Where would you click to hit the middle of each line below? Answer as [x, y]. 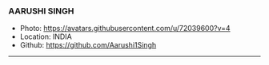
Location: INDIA [46, 36]
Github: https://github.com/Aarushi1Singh [88, 45]
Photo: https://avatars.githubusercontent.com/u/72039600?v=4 [125, 29]
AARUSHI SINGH [41, 11]
